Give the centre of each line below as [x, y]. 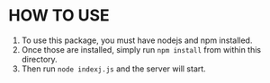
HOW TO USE [59, 16]
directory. [39, 59]
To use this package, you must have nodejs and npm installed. [137, 40]
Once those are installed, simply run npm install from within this [141, 49]
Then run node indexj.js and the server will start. [113, 69]
